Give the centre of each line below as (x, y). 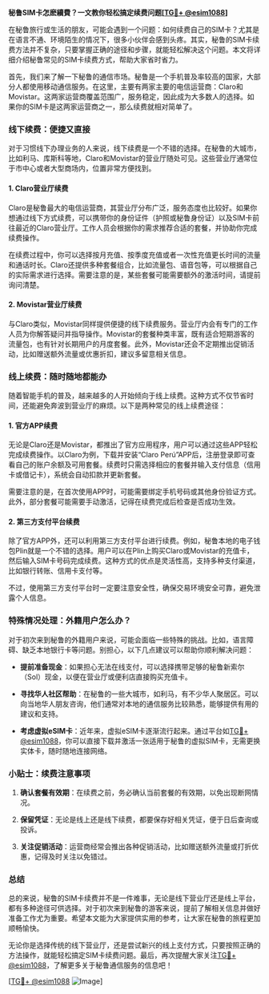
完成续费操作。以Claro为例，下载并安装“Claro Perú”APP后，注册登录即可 (128, 455)
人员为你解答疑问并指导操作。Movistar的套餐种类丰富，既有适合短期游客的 (131, 334)
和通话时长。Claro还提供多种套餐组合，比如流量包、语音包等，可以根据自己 (133, 264)
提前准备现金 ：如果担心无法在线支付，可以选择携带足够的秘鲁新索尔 (132, 666)
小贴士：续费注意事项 (49, 774)
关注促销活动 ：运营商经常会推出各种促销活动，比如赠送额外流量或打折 (136, 847)
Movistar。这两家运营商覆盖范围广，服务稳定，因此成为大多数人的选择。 (128, 97)
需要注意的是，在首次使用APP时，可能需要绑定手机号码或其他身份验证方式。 (134, 492)
